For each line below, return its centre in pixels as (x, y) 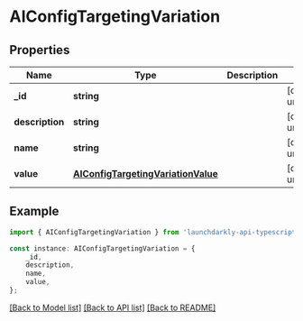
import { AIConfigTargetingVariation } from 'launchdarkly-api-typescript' (155, 232)
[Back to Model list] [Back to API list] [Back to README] (113, 307)
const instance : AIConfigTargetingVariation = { (102, 248)
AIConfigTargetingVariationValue (145, 174)
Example (34, 211)
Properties (40, 50)
